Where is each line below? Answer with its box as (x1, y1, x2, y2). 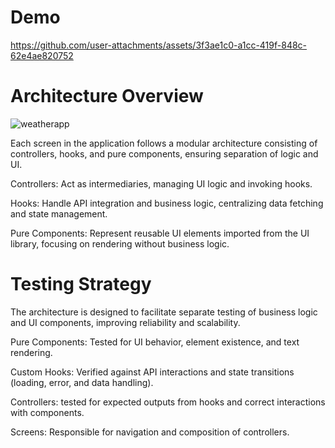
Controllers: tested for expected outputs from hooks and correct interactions (10, 396, 326, 408)
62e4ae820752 (10, 49, 74, 61)
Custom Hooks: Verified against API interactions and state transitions (10, 366, 295, 378)
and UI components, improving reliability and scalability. (10, 316, 241, 328)
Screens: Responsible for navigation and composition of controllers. (10, 426, 290, 438)
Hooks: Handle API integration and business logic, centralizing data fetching (10, 197, 324, 209)
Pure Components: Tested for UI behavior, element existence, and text (10, 336, 300, 348)
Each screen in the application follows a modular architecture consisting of (10, 137, 318, 149)
